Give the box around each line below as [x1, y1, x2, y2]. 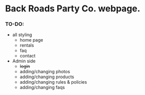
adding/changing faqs [19, 85, 65, 91]
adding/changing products [19, 74, 74, 80]
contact [19, 53, 36, 59]
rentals [19, 43, 34, 48]
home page [19, 37, 43, 43]
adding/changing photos [19, 69, 71, 75]
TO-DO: [5, 21, 24, 28]
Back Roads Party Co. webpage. [5, 3, 141, 14]
